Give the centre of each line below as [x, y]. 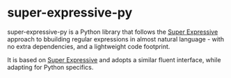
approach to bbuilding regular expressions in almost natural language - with [116, 39]
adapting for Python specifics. [50, 67]
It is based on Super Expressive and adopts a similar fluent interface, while [114, 59]
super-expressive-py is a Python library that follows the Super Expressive [113, 32]
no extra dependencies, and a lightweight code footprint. [89, 46]
